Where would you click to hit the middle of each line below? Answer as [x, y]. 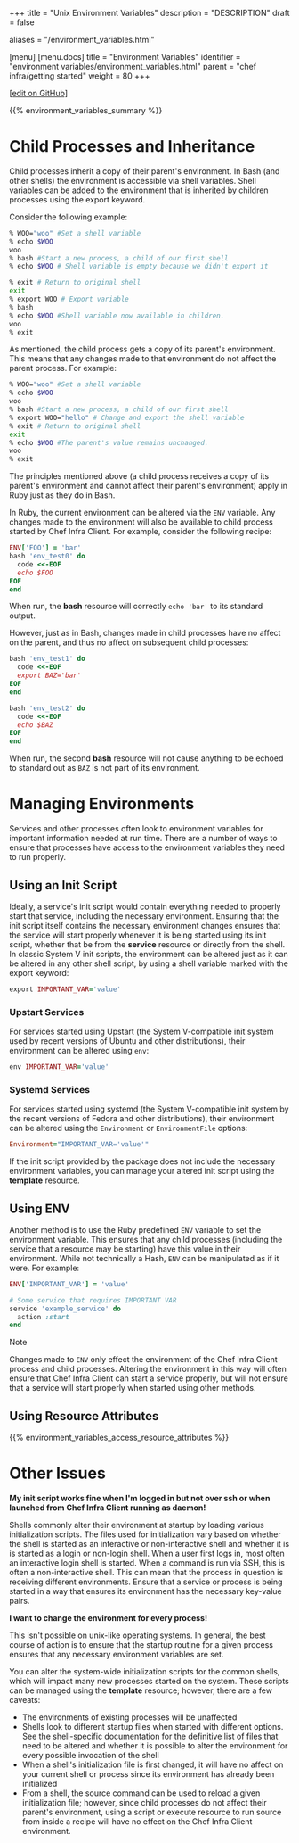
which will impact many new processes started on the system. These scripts [149, 1682]
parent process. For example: [63, 368]
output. [22, 616]
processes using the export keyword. [77, 199]
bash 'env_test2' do [48, 708]
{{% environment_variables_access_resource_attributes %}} [119, 1438]
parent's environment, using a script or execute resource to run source [152, 1812]
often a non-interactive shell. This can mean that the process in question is [146, 1573]
